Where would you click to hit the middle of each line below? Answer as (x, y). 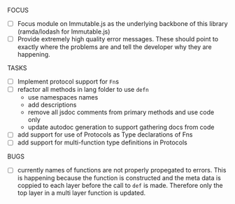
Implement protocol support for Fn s (68, 82)
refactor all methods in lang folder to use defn (83, 90)
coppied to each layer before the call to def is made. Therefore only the (120, 186)
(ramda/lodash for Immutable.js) (64, 32)
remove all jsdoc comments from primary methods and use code (121, 112)
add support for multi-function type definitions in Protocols (102, 142)
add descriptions (52, 105)
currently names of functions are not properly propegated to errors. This (122, 170)
